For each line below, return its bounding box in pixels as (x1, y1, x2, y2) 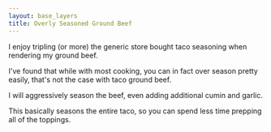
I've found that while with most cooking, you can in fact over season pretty (8, 66, 258, 75)
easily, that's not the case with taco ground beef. (8, 75, 172, 84)
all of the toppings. (8, 114, 71, 124)
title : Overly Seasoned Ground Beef (8, 19, 132, 28)
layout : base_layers (8, 11, 79, 20)
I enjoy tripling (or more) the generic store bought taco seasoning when (8, 41, 247, 51)
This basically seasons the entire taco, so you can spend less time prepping (8, 106, 262, 116)
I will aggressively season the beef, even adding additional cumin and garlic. (8, 90, 264, 100)
